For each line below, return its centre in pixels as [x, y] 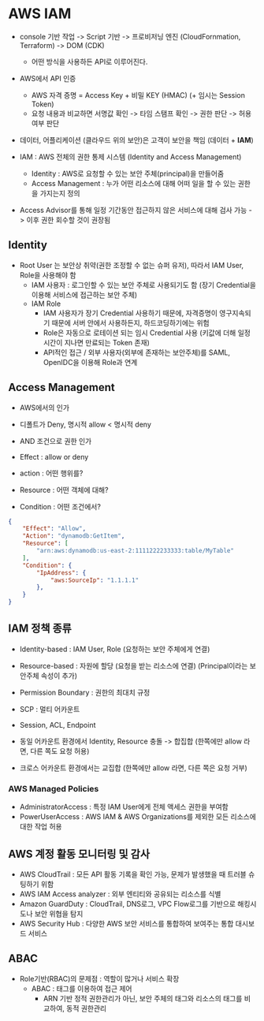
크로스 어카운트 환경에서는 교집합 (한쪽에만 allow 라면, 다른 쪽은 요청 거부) [134, 768]
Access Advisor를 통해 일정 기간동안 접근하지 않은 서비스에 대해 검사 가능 [133, 210]
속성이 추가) [59, 676]
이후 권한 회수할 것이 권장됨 [69, 220]
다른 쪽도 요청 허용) [60, 751]
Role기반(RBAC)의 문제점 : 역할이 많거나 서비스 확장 [99, 978]
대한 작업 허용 [41, 827]
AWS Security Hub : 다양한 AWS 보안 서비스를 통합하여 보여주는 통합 [126, 923]
